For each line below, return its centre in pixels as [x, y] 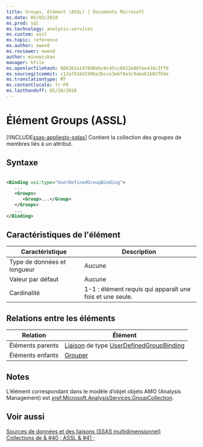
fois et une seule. [108, 297]
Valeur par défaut [34, 279]
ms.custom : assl [27, 34]
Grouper [76, 356]
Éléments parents [34, 345]
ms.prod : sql [23, 23]
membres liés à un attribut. [40, 143]
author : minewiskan [31, 57]
